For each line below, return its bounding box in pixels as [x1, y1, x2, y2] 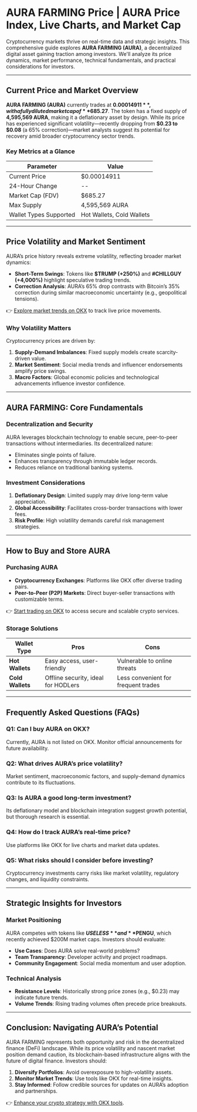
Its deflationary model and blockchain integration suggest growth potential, [6, 807, 188, 814]
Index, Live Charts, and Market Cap [6, 18, 181, 32]
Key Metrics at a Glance [6, 147, 75, 155]
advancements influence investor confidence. [14, 380, 125, 387]
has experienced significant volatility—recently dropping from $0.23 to [6, 120, 178, 127]
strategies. [14, 523, 41, 530]
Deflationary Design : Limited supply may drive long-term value [14, 492, 168, 499]
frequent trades [117, 681, 160, 689]
